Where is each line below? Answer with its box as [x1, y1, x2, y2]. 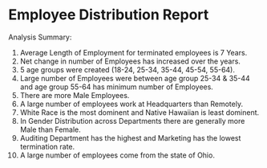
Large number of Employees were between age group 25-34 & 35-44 [19, 73, 250, 83]
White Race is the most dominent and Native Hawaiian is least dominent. [19, 107, 260, 117]
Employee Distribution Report [8, 6, 209, 24]
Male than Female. [19, 125, 82, 134]
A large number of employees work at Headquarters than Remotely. [19, 99, 243, 109]
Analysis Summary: [8, 32, 72, 42]
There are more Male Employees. [19, 90, 130, 100]
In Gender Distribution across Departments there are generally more [19, 116, 245, 125]
